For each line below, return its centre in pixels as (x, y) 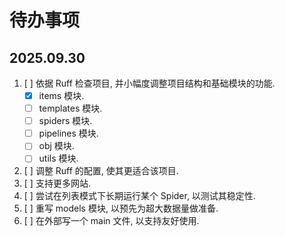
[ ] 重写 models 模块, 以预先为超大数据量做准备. (121, 208)
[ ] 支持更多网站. (57, 183)
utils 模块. (58, 158)
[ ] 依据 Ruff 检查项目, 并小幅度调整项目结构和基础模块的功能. (149, 83)
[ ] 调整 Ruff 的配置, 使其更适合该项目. (101, 171)
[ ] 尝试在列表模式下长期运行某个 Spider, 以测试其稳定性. (139, 196)
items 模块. (61, 95)
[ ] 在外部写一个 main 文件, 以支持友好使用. (111, 221)
